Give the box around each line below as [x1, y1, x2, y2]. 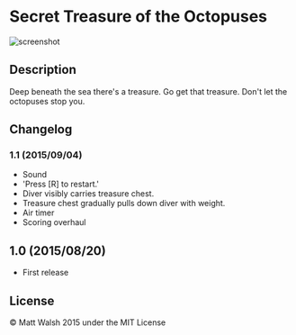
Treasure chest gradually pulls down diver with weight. [22, 198, 226, 209]
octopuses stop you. [9, 95, 85, 106]
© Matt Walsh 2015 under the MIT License [9, 317, 166, 328]
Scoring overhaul [22, 217, 86, 228]
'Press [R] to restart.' [22, 178, 100, 190]
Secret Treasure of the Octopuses [9, 6, 268, 27]
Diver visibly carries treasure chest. [22, 188, 155, 199]
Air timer [22, 207, 55, 218]
